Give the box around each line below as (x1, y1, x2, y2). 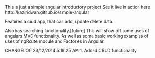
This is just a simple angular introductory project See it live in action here (5, 4, 150, 10)
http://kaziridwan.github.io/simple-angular (5, 9, 90, 15)
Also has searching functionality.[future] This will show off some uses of (5, 28, 149, 33)
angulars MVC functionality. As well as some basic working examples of (5, 33, 149, 39)
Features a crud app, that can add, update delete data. (5, 19, 114, 24)
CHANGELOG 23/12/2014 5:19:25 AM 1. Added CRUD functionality (5, 48, 137, 53)
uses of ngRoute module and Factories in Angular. (5, 38, 105, 44)
